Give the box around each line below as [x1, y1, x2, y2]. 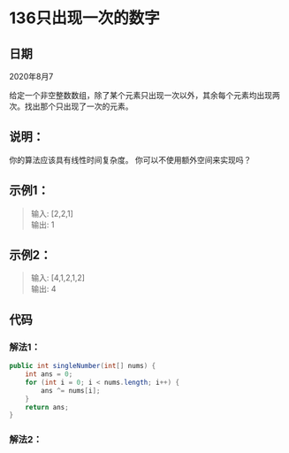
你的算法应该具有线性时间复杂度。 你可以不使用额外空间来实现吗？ [9, 154, 252, 165]
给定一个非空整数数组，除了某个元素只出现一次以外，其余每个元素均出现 [9, 90, 272, 100]
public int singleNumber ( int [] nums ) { [9, 362, 156, 371]
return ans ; [25, 403, 69, 411]
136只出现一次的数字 [9, 8, 161, 28]
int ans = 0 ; [25, 370, 73, 379]
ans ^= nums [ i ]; [41, 386, 101, 395]
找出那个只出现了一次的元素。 [24, 101, 133, 111]
